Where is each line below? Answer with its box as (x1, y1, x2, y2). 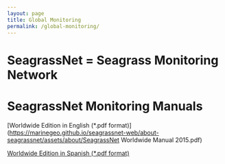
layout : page (7, 10, 45, 17)
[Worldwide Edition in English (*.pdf (7, 121, 108, 129)
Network (7, 67, 58, 82)
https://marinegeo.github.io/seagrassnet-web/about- (9, 128, 159, 137)
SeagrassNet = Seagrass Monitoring (7, 52, 219, 68)
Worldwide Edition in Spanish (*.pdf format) (7, 149, 130, 157)
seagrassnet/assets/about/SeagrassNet (7, 135, 120, 144)
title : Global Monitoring (7, 16, 81, 23)
